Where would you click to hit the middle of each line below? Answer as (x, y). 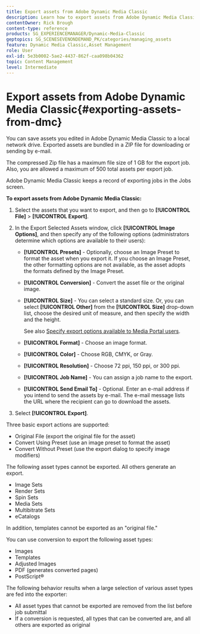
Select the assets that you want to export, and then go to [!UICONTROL (102, 210)
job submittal (31, 613)
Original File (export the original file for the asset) (75, 437)
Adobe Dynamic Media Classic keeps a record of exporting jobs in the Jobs (99, 181)
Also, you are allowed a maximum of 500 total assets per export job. (90, 169)
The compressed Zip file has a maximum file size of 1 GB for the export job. (98, 163)
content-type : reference (37, 28)
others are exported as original (52, 625)
